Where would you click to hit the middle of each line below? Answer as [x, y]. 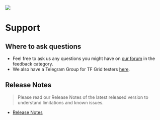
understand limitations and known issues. [61, 102]
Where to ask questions [43, 46]
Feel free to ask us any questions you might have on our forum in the [84, 58]
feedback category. [33, 64]
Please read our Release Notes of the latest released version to [83, 97]
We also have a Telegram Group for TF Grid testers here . [71, 69]
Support [23, 28]
